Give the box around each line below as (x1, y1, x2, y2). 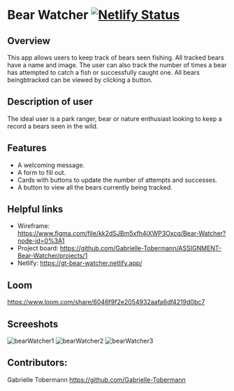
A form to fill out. (17, 168, 66, 176)
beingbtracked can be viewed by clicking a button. (7, 76, 153, 84)
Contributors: (7, 357, 68, 369)
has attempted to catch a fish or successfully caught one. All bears (7, 69, 200, 76)
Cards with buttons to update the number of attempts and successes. (17, 176, 218, 184)
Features (7, 142, 47, 154)
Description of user (7, 96, 93, 108)
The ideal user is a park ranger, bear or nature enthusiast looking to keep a (7, 114, 222, 122)
